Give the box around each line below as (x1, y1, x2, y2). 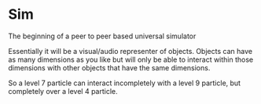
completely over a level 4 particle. (8, 86, 118, 95)
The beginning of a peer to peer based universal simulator (8, 31, 197, 41)
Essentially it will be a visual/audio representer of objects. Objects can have (8, 46, 253, 56)
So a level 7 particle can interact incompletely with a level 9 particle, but (8, 78, 241, 88)
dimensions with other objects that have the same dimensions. (8, 63, 211, 72)
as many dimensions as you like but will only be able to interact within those (8, 55, 254, 64)
